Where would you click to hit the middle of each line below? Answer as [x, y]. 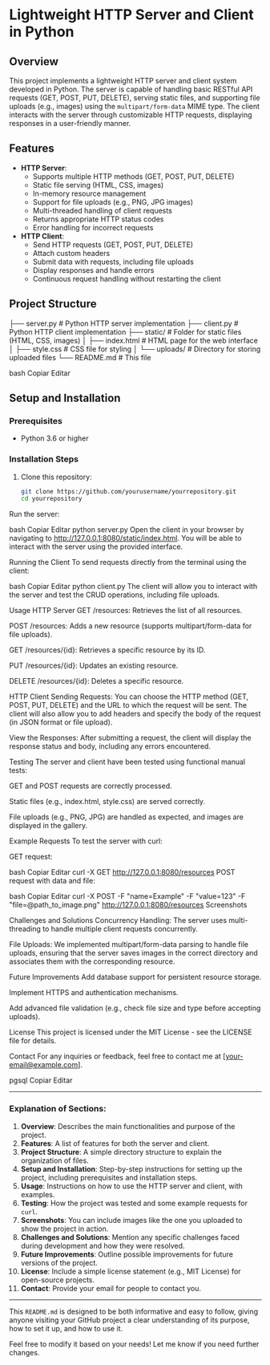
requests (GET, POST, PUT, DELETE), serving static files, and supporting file [135, 97]
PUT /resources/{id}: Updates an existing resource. [94, 666]
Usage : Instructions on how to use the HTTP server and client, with [132, 1186]
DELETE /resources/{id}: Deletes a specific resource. [97, 681]
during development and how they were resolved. [103, 1245]
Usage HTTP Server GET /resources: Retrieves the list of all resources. [126, 611]
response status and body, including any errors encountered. [110, 746]
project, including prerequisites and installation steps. [109, 1177]
